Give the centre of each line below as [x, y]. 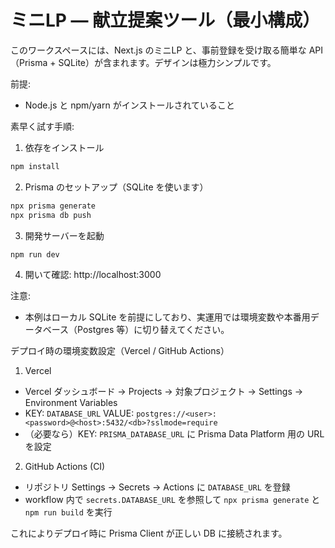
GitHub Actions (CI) [65, 467]
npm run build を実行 [68, 512]
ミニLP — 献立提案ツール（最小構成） [165, 20]
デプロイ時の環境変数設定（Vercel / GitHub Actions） [120, 351]
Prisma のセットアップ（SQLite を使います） [116, 187]
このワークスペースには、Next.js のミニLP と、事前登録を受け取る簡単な [158, 50]
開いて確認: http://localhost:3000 [93, 275]
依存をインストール [64, 147]
